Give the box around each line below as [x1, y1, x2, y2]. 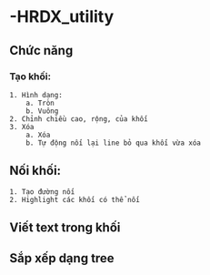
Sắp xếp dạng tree [9, 250, 115, 266]
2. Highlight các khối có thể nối [9, 195, 141, 204]
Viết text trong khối [9, 220, 121, 236]
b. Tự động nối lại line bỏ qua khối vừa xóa [25, 138, 202, 148]
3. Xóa [9, 122, 35, 131]
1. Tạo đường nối [9, 187, 75, 197]
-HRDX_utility [9, 6, 115, 27]
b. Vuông [25, 107, 59, 116]
